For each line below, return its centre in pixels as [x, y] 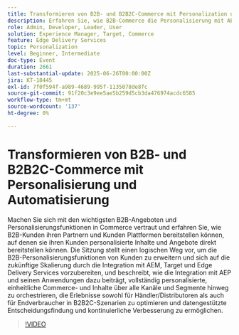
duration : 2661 [30, 67]
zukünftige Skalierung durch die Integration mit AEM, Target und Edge [110, 265]
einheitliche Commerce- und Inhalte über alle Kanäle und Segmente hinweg [118, 287]
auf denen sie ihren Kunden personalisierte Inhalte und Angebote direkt [112, 242]
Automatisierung [59, 200]
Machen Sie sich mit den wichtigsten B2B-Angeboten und [92, 219]
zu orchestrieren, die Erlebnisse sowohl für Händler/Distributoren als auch [116, 295]
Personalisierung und [72, 185]
